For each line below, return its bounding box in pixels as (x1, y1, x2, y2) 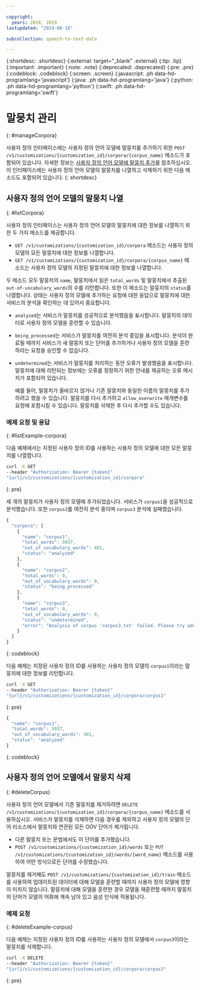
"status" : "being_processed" (21, 584, 95, 590)
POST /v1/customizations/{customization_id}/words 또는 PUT (14, 843, 164, 850)
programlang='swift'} (6, 89, 58, 96)
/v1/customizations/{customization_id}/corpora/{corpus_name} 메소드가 (6, 151, 185, 159)
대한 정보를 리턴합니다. (21, 670, 75, 677)
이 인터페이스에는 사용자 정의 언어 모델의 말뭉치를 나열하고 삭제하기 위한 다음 (6, 166, 185, 173)
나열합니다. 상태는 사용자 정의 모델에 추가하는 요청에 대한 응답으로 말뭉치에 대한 (6, 291, 190, 299)
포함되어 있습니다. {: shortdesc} (21, 174, 97, 181)
